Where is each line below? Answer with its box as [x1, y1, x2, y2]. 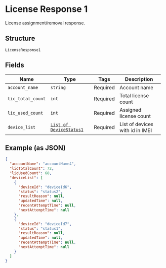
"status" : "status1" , [18, 226, 63, 231]
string [50, 84, 66, 90]
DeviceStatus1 [50, 127, 84, 133]
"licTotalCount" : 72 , [9, 166, 54, 171]
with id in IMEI [119, 127, 152, 134]
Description [125, 75, 153, 82]
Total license [119, 92, 149, 99]
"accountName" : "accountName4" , [9, 161, 77, 167]
